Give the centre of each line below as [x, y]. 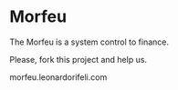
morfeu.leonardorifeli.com [58, 77]
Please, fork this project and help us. [79, 59]
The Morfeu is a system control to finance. [89, 42]
